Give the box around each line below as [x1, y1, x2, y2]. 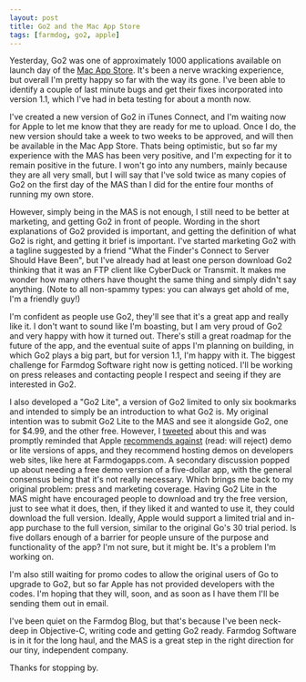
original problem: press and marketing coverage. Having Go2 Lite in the [9, 484, 278, 494]
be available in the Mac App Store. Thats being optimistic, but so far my [9, 140, 278, 151]
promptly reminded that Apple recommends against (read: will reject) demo [9, 435, 292, 446]
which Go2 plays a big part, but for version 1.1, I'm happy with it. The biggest [9, 350, 296, 361]
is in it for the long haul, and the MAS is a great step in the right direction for [9, 635, 294, 646]
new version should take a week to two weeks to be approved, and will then [9, 131, 294, 142]
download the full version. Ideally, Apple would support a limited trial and [9, 513, 282, 524]
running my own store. [9, 188, 94, 200]
